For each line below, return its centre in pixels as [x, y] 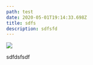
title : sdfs [21, 23]
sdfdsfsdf [18, 57]
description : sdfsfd [32, 29]
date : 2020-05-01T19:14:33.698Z [46, 17]
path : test [20, 12]
